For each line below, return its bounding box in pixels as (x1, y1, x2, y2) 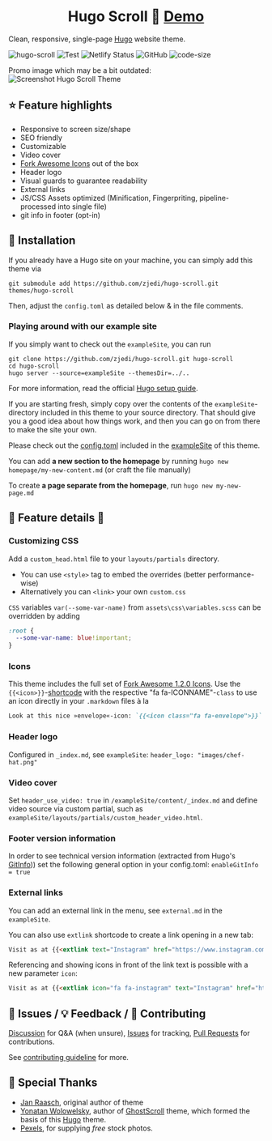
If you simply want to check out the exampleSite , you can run (8, 339, 212, 349)
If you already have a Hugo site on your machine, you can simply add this (8, 255, 253, 265)
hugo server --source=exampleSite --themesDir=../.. (8, 368, 190, 377)
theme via (8, 263, 42, 274)
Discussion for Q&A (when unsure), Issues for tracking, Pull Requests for (8, 1028, 251, 1038)
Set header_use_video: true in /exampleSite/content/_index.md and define (8, 795, 257, 805)
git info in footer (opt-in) (19, 210, 101, 219)
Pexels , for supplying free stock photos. (19, 1123, 154, 1133)
